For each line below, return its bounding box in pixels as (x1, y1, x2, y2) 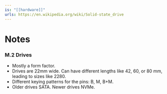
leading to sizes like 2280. (12, 73, 66, 79)
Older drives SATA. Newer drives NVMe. (12, 83, 95, 90)
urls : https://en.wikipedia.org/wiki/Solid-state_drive (5, 12, 124, 17)
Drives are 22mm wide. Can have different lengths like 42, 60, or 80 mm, (12, 68, 162, 74)
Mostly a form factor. (12, 62, 56, 68)
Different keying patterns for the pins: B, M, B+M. (12, 78, 114, 84)
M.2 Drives (5, 51, 32, 58)
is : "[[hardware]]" (5, 7, 46, 12)
